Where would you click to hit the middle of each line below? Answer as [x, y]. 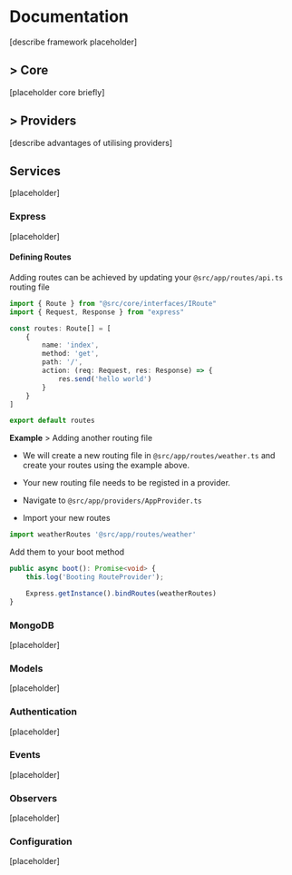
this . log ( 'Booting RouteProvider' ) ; [95, 577]
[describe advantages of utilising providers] [91, 143]
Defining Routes [40, 257]
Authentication [43, 712]
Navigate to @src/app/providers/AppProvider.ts [112, 500]
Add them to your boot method [67, 552]
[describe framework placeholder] [73, 42]
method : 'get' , [71, 354]
